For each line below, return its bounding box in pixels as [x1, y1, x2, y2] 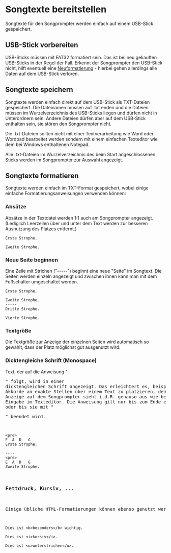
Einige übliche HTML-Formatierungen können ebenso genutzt [5, 506, 156, 512]
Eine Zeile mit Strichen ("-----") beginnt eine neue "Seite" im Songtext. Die [5, 268, 162, 274]
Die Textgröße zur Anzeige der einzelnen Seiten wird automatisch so [5, 339, 149, 345]
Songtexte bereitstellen [5, 4, 107, 15]
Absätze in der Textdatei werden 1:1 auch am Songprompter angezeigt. [5, 214, 154, 221]
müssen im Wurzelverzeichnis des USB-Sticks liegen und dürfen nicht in [5, 110, 157, 116]
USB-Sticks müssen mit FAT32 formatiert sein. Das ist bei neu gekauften [5, 54, 157, 60]
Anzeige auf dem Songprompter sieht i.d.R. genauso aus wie [5, 394, 159, 399]
